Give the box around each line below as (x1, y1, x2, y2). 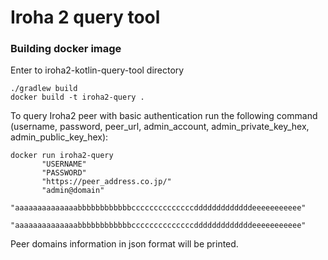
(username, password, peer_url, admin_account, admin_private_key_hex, (10, 121, 310, 133)
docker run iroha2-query (10, 151, 114, 161)
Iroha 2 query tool (10, 6, 161, 29)
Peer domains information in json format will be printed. (10, 238, 239, 250)
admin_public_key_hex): (10, 131, 109, 143)
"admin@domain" (41, 186, 105, 196)
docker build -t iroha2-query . (10, 92, 145, 103)
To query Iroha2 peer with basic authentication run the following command (10, 110, 318, 122)
